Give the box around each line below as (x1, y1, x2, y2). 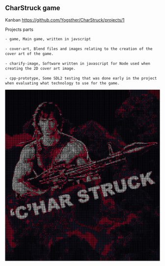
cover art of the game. (5, 51, 54, 56)
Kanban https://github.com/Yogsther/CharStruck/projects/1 (5, 17, 125, 23)
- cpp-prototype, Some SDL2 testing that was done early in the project (5, 76, 157, 80)
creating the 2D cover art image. (5, 66, 76, 71)
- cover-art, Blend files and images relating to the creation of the (5, 46, 153, 51)
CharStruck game (5, 4, 60, 12)
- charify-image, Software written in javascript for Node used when (5, 61, 151, 66)
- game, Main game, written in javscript (5, 36, 91, 41)
